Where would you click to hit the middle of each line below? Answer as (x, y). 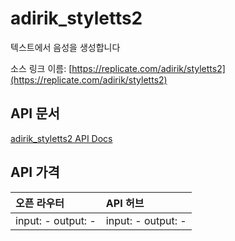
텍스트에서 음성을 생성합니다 (65, 47)
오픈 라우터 (40, 203)
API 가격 (35, 172)
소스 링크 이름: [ (41, 68)
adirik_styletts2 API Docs (61, 138)
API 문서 (35, 113)
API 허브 (125, 203)
